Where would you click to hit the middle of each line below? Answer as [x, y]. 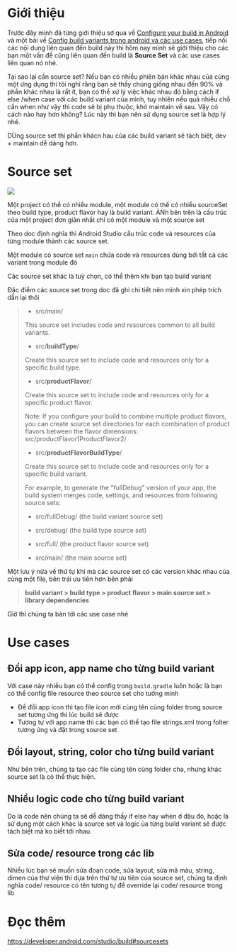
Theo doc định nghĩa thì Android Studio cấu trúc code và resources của [111, 233]
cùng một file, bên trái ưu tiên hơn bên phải [70, 579]
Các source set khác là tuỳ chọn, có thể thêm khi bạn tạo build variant [109, 276]
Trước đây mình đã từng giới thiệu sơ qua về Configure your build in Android [118, 33]
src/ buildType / [57, 346]
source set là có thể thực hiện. [52, 776]
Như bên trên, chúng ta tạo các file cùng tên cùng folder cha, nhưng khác [115, 769]
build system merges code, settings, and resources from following [121, 495]
